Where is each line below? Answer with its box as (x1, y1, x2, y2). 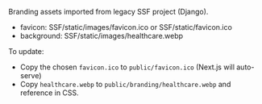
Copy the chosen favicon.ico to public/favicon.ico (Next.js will (19, 62, 235, 72)
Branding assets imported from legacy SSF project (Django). (8, 7, 209, 16)
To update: (8, 47, 44, 56)
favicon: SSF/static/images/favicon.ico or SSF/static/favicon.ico (19, 23, 232, 31)
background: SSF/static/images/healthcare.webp (19, 31, 184, 40)
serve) (19, 71, 42, 80)
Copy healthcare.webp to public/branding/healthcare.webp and (19, 80, 231, 89)
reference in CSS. (19, 88, 79, 98)
